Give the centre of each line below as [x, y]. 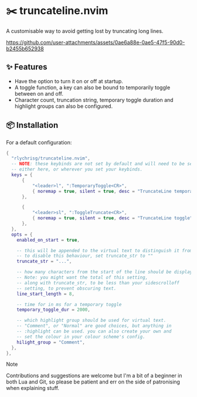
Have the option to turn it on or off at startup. [69, 81]
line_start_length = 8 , [46, 294]
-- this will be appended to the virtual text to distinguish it [98, 250]
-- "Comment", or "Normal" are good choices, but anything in [94, 326]
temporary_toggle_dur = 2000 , [54, 310]
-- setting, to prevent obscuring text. [67, 288]
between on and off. [39, 93]
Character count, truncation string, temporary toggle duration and [94, 100]
